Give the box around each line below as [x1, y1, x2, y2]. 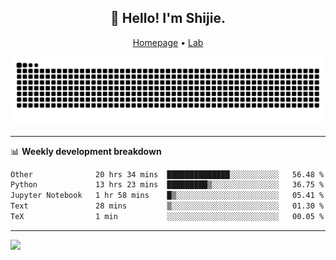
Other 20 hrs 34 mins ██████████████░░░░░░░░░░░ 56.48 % [10, 169, 325, 180]
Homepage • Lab [132, 36, 204, 48]
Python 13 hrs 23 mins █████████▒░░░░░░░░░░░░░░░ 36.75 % [10, 180, 325, 190]
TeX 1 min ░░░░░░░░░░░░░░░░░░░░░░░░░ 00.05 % [10, 212, 325, 222]
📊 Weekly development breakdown [10, 145, 162, 157]
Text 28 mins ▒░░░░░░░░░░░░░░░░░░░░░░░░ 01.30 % [10, 201, 325, 211]
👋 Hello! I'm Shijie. [110, 10, 226, 27]
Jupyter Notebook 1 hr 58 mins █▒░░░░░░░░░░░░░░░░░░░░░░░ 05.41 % [10, 191, 325, 201]
